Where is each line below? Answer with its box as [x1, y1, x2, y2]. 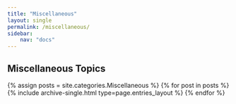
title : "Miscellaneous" [7, 10, 78, 18]
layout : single [7, 17, 52, 24]
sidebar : [7, 30, 33, 37]
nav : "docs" [20, 37, 55, 44]
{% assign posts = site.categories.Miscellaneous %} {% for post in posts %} [7, 81, 230, 89]
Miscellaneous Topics [7, 63, 106, 74]
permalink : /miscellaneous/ [7, 23, 90, 30]
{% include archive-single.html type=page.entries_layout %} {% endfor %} [7, 89, 225, 97]
